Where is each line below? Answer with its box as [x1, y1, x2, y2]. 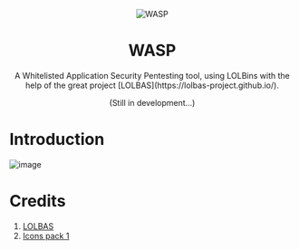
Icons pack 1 [22, 230, 70, 241]
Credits [9, 191, 66, 212]
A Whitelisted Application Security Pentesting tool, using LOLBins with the [14, 70, 290, 81]
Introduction [9, 130, 105, 149]
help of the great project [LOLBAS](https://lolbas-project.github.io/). [25, 80, 279, 91]
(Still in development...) [109, 97, 196, 108]
